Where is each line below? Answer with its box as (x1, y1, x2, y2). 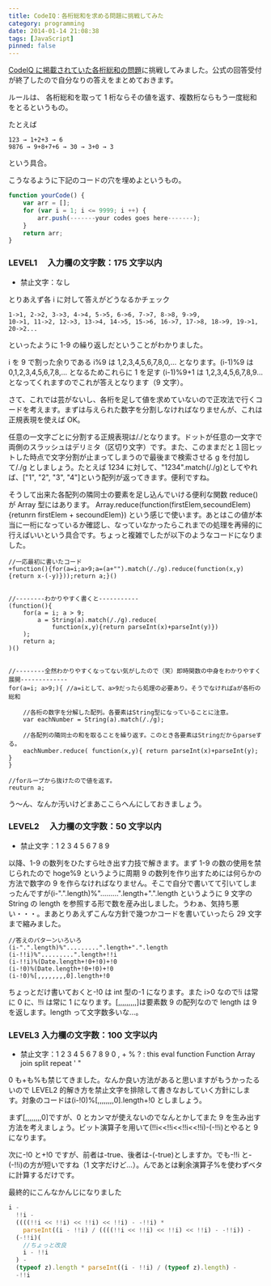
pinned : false (8, 42, 57, 50)
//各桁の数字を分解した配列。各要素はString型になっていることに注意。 (23, 709, 233, 717)
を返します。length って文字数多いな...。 (8, 1007, 143, 1017)
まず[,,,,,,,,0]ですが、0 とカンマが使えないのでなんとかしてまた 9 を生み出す (8, 1113, 261, 1123)
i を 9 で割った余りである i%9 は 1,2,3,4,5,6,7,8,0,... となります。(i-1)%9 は (8, 357, 254, 366)
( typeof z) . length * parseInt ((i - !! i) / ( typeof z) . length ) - (15, 1263, 237, 1272)
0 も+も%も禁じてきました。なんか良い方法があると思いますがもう (8, 1075, 232, 1085)
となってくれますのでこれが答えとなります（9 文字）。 (8, 377, 188, 387)
